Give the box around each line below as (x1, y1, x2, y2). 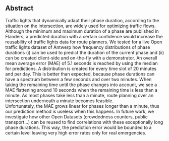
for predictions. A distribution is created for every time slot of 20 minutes (5, 65, 157, 72)
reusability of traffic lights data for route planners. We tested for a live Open (5, 39, 162, 45)
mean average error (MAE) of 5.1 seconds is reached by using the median (5, 60, 158, 66)
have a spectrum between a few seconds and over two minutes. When (5, 76, 152, 82)
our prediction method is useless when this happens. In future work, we (5, 108, 154, 114)
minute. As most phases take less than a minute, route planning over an (5, 92, 154, 98)
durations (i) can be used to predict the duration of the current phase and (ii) (5, 49, 164, 55)
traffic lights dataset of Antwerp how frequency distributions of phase (5, 44, 150, 50)
